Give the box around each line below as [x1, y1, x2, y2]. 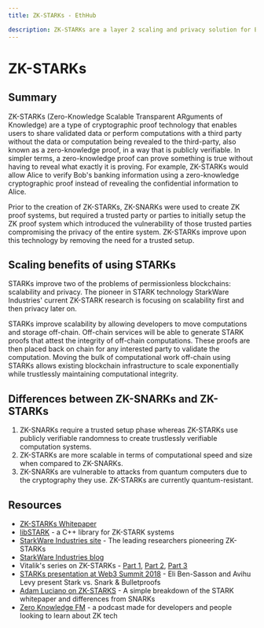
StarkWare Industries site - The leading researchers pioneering [19, 535, 224, 545]
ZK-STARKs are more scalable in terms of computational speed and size [19, 450, 253, 460]
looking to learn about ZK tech [19, 611, 118, 620]
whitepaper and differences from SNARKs [19, 594, 156, 604]
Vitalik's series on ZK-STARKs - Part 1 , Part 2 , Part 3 [19, 560, 188, 570]
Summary [8, 91, 57, 105]
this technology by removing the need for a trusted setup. [8, 235, 195, 244]
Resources [8, 498, 62, 512]
